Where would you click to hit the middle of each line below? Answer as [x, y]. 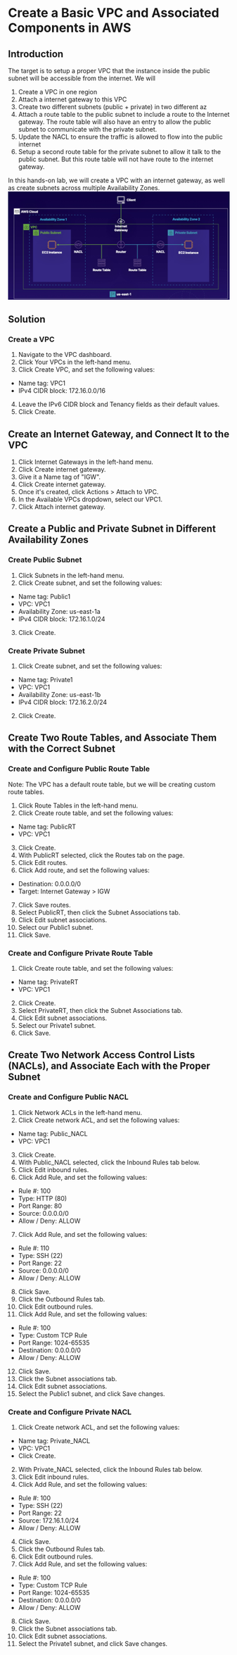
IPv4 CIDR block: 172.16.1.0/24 [62, 619]
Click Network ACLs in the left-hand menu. [80, 1112]
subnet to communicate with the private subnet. [88, 129]
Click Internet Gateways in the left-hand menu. [85, 462]
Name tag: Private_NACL [54, 1441]
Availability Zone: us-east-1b [59, 695]
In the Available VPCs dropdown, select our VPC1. [90, 499]
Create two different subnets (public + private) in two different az [113, 107]
